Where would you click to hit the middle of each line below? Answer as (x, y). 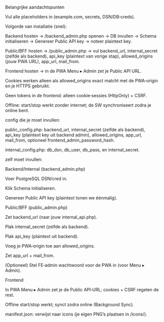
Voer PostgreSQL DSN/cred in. (36, 179)
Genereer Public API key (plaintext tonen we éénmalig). (61, 198)
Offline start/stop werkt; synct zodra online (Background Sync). (70, 304)
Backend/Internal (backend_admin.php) (45, 169)
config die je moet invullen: (33, 120)
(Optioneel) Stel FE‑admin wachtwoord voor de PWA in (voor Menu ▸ (75, 265)
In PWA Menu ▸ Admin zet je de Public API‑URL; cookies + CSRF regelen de (82, 290)
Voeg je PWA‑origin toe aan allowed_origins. (50, 246)
